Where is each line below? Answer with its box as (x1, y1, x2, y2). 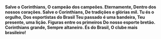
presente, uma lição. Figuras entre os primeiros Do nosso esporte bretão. (5, 19, 155, 25)
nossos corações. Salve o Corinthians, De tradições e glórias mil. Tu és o (5, 9, 154, 15)
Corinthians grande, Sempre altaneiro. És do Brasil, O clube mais (5, 25, 138, 30)
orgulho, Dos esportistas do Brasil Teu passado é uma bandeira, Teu (5, 14, 145, 20)
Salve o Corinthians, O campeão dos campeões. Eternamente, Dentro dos (5, 4, 157, 10)
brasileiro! (5, 30, 26, 35)
